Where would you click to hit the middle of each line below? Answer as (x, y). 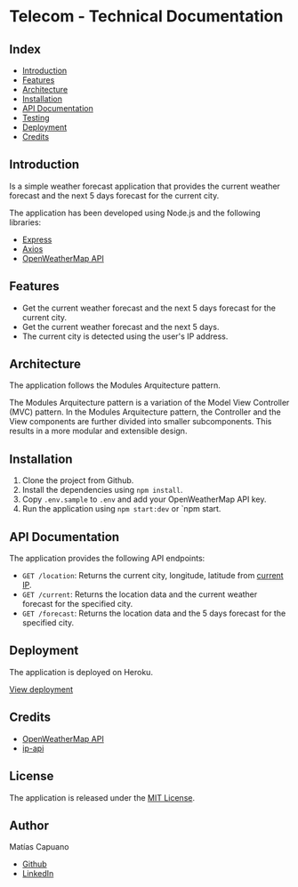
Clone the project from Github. (78, 480)
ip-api (33, 748)
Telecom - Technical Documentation (146, 16)
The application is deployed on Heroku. (81, 672)
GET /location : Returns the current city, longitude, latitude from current (153, 576)
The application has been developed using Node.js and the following (135, 213)
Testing (36, 118)
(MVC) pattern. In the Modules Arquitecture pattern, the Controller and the (145, 412)
